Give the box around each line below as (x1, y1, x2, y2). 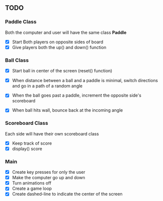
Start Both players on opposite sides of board (12, 39, 104, 45)
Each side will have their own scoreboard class (5, 131, 99, 136)
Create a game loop (12, 185, 52, 191)
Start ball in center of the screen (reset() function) (12, 68, 112, 74)
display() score (12, 146, 42, 151)
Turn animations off (12, 180, 52, 186)
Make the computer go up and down (12, 175, 85, 181)
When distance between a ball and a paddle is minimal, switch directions (12, 78, 158, 84)
